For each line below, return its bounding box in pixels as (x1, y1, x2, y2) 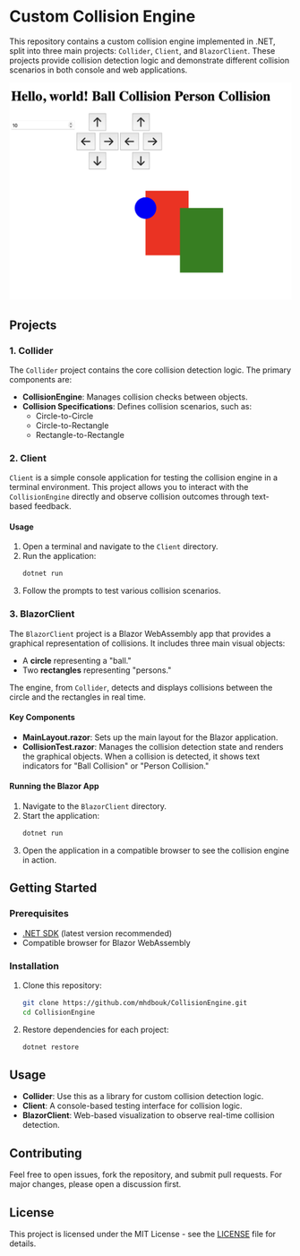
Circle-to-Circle (35, 410, 94, 421)
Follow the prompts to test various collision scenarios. (21, 585, 221, 597)
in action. (21, 854, 56, 865)
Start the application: (21, 811, 100, 822)
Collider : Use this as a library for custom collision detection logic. (21, 1091, 264, 1102)
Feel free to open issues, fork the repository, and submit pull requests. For (9, 1169, 283, 1180)
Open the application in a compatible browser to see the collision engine (21, 845, 289, 856)
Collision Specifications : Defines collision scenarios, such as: (21, 400, 253, 411)
